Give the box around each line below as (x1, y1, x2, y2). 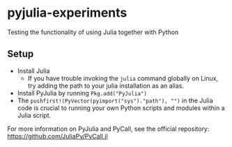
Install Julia (17, 66, 50, 75)
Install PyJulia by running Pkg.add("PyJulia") (17, 88, 148, 97)
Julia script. (17, 111, 52, 119)
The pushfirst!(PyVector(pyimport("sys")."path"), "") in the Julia (17, 96, 214, 105)
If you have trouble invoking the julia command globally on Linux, (27, 74, 218, 82)
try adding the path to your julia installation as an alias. (27, 82, 185, 90)
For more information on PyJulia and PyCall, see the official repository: (7, 124, 210, 133)
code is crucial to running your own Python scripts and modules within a (17, 103, 225, 112)
